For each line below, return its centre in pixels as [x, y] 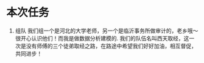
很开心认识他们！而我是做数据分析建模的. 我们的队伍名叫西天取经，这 [102, 38]
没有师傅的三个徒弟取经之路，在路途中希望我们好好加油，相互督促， [111, 46]
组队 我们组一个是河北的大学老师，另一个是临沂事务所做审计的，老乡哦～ [107, 31]
